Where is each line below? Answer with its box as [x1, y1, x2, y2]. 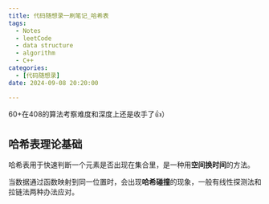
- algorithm [15, 49, 56, 57]
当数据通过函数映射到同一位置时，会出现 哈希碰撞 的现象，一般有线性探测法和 [8, 177, 262, 187]
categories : [8, 64, 48, 72]
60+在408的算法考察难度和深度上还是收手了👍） [8, 109, 169, 119]
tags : [8, 19, 26, 27]
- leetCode [15, 34, 52, 43]
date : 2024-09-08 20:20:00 [8, 79, 99, 87]
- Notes [15, 27, 42, 35]
